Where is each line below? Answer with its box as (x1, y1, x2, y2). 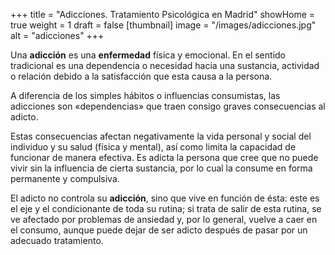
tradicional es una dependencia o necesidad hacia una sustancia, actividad (10, 60, 320, 71)
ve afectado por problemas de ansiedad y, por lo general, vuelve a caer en (10, 214, 318, 225)
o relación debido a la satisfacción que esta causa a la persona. (10, 70, 273, 82)
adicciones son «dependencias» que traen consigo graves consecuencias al (10, 100, 326, 112)
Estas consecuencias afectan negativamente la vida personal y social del (10, 130, 312, 142)
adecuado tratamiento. (10, 235, 104, 246)
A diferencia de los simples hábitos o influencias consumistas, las (10, 90, 281, 101)
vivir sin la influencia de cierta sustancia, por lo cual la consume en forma (10, 162, 313, 174)
